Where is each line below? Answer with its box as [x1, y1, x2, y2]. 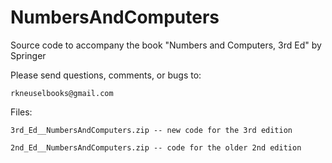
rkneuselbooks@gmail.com [10, 88, 114, 98]
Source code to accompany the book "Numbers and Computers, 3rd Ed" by [10, 39, 322, 51]
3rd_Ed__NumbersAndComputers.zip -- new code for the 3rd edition [10, 125, 293, 135]
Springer [10, 49, 47, 61]
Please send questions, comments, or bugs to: [10, 69, 202, 81]
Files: [10, 106, 33, 118]
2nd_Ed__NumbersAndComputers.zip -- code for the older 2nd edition [10, 142, 302, 153]
